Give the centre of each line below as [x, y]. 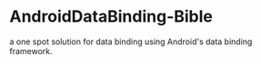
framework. [31, 50]
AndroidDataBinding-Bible [111, 17]
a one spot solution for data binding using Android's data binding [131, 41]
